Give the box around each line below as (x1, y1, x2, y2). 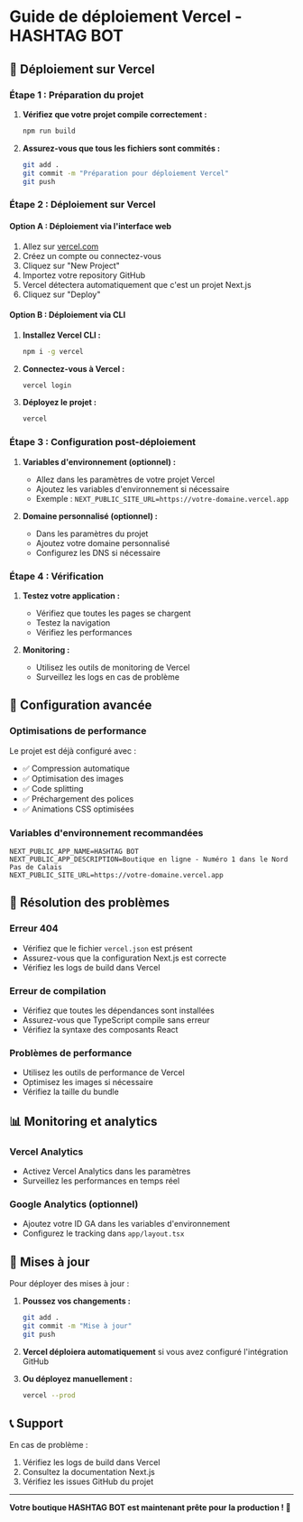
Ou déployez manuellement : (22, 1373, 133, 1384)
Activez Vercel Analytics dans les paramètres (22, 1165, 191, 1176)
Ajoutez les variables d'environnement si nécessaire (35, 483, 230, 494)
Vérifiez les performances (35, 626, 133, 637)
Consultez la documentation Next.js (22, 1467, 155, 1478)
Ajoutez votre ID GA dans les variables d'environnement (22, 1219, 230, 1230)
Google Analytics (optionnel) (9, 1198, 139, 1211)
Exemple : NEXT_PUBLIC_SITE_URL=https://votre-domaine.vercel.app (35, 493, 289, 504)
